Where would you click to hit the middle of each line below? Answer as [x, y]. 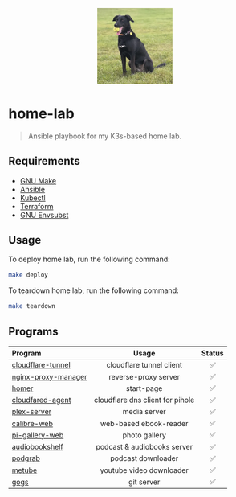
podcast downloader [144, 458]
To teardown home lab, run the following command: [94, 290]
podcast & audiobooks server [144, 447]
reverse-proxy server [144, 376]
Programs [33, 331]
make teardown [32, 306]
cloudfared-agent [41, 400]
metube [24, 470]
